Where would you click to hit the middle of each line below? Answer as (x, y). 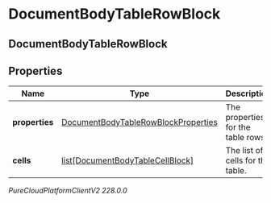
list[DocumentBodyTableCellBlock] (128, 160)
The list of (244, 151)
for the (238, 127)
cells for (241, 160)
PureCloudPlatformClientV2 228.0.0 (68, 191)
